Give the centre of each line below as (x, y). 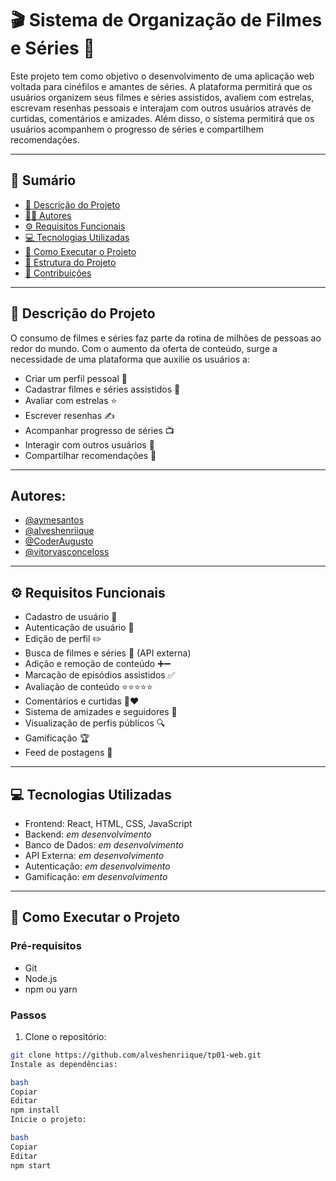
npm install (35, 1110)
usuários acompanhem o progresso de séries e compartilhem (137, 129)
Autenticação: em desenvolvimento (97, 866)
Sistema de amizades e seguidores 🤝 (101, 712)
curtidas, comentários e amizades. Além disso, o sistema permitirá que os (162, 118)
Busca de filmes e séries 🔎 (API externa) (108, 653)
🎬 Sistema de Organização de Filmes (166, 20)
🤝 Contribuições (58, 273)
